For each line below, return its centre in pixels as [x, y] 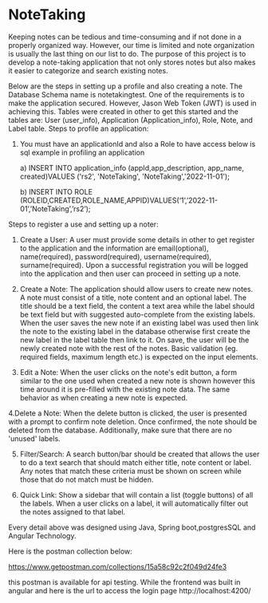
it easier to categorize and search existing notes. [89, 70]
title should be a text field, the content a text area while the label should [137, 305]
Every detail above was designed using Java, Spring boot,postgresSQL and [132, 527]
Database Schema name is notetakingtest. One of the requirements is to [126, 94]
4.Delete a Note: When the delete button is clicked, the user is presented [128, 413]
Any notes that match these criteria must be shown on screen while [130, 471]
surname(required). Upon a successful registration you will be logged [134, 265]
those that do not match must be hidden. [87, 479]
